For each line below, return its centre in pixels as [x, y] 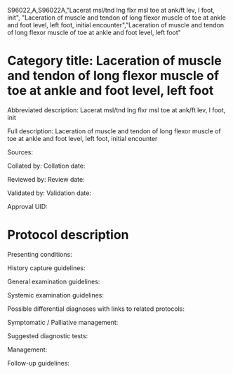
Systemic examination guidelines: [55, 295]
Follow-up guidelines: [39, 363]
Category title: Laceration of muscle [115, 61]
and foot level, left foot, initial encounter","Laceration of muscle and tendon [116, 25]
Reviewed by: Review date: [46, 179]
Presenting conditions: [40, 254]
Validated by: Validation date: [49, 193]
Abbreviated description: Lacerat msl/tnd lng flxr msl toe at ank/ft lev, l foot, [116, 110]
